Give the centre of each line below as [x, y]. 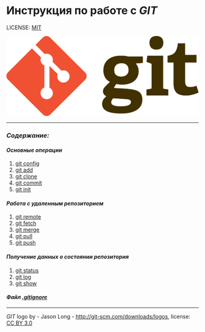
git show [26, 283]
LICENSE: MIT [24, 27]
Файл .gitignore [27, 297]
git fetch [26, 224]
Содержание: [28, 136]
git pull [23, 236]
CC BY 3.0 [19, 323]
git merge [27, 230]
